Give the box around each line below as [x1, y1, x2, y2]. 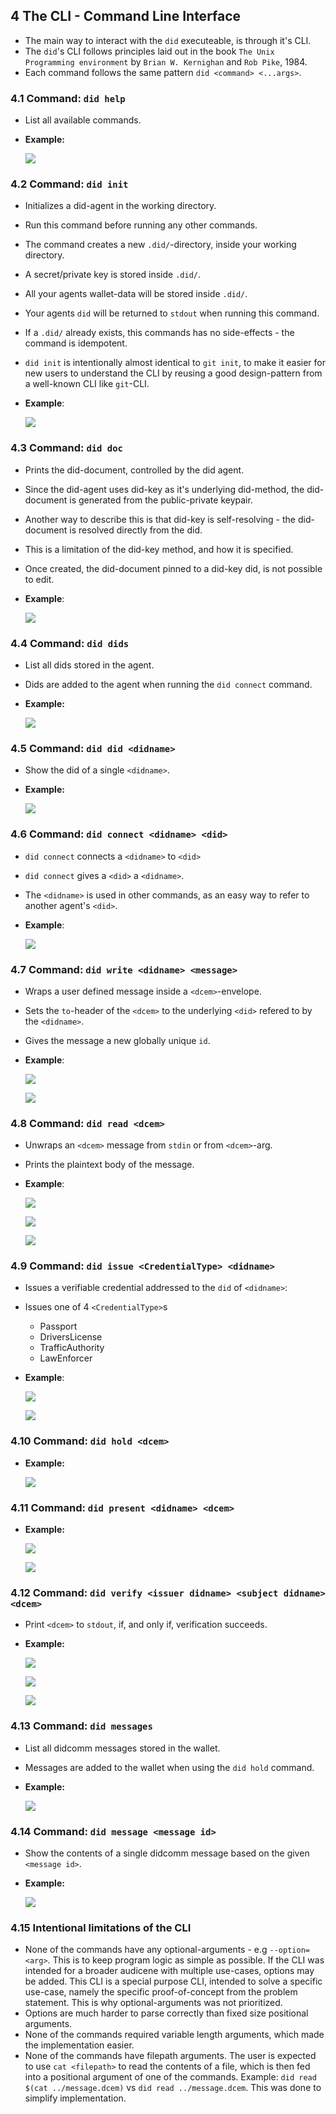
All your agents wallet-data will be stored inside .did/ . [24, 288, 248, 300]
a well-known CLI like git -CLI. [24, 378, 150, 390]
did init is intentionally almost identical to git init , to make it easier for [24, 357, 326, 369]
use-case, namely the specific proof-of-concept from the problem [24, 1986, 298, 1998]
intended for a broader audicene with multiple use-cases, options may [24, 1965, 315, 1977]
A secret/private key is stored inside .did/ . [24, 269, 202, 281]
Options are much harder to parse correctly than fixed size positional [24, 2007, 309, 2019]
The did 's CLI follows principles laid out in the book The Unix [24, 45, 275, 57]
